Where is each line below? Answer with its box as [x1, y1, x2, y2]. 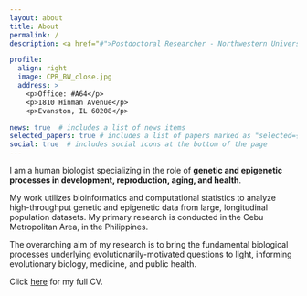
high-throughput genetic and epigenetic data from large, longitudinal [9, 202, 268, 213]
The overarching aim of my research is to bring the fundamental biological [9, 239, 289, 249]
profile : [9, 56, 43, 65]
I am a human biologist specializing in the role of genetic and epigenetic [9, 165, 283, 175]
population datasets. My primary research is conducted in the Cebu [9, 212, 264, 222]
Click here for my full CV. [9, 276, 103, 287]
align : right [17, 64, 68, 73]
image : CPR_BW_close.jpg [17, 72, 112, 82]
